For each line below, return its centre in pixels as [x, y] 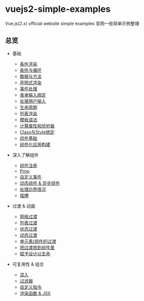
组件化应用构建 [35, 144]
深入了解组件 [25, 155]
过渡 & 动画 [24, 206]
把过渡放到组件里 [37, 247]
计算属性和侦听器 [37, 126]
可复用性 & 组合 [28, 264]
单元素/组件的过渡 [38, 241]
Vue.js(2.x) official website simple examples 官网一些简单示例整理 [72, 23]
